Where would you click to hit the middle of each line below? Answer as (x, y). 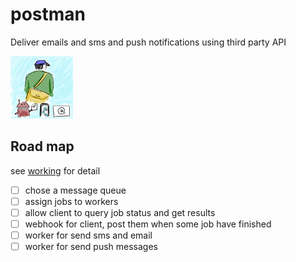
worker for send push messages (91, 247)
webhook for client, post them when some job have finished (148, 224)
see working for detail (55, 170)
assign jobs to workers (71, 201)
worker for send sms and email (88, 235)
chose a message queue (75, 190)
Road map (42, 146)
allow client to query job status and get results (120, 212)
